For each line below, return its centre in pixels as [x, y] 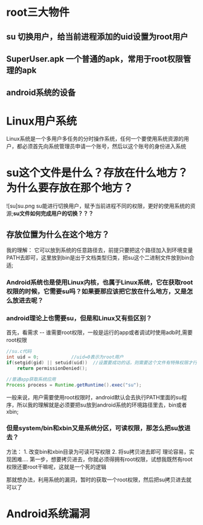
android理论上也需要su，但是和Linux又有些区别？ [79, 318]
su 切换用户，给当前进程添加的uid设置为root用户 [97, 37]
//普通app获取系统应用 [31, 379]
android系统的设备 [41, 93]
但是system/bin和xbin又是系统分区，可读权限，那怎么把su [92, 428]
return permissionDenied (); [52, 368]
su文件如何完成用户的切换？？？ [53, 214]
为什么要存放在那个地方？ [70, 188]
